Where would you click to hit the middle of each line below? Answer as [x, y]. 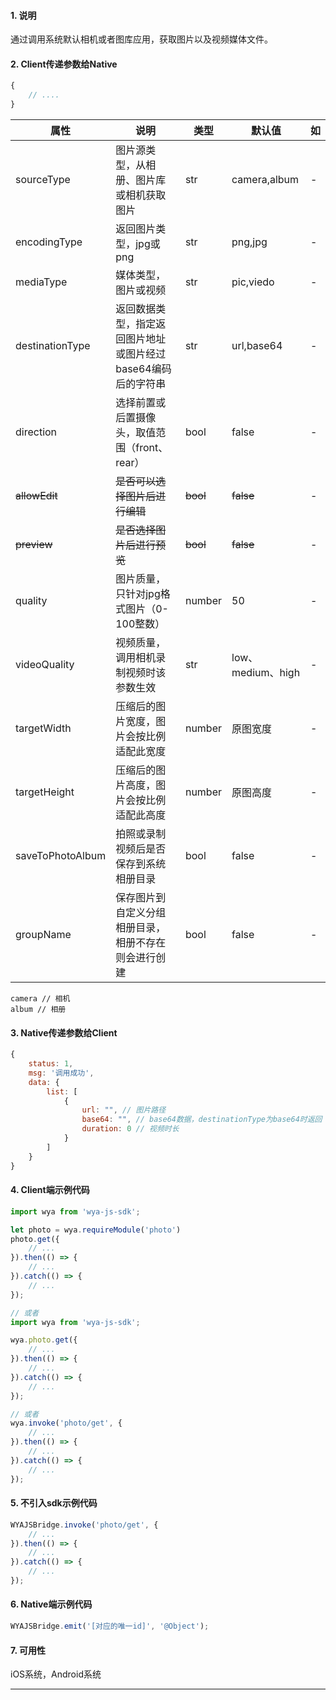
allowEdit [36, 496]
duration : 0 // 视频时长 [130, 1129]
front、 [152, 448]
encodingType [49, 242]
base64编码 [143, 369]
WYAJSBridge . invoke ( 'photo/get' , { [84, 1525]
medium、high [266, 673]
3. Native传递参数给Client [64, 1032]
